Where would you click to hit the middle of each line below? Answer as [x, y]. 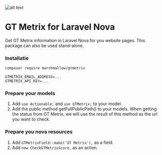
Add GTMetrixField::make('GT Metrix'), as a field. [63, 142]
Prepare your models [30, 93]
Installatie [17, 58]
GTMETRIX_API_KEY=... [27, 81]
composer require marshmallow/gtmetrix [45, 68]
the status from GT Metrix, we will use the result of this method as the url [85, 114]
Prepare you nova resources [39, 132]
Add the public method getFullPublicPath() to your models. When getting [84, 109]
